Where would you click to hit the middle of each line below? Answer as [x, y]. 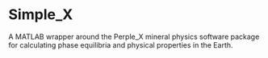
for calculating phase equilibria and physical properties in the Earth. [121, 44]
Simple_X [41, 15]
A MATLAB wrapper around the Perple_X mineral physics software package [134, 37]
